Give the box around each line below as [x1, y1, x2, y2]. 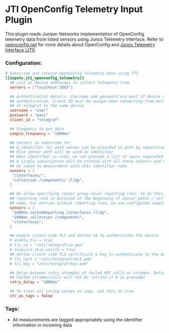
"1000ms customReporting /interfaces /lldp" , [12, 210, 109, 215]
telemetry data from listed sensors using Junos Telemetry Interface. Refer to [5, 36, 163, 42]
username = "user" [10, 108, 49, 113]
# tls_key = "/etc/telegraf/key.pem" [10, 261, 89, 266]
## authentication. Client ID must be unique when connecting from [10, 99, 154, 104]
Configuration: [5, 59, 42, 66]
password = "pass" [10, 113, 49, 118]
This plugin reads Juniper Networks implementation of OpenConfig [5, 31, 144, 37]
